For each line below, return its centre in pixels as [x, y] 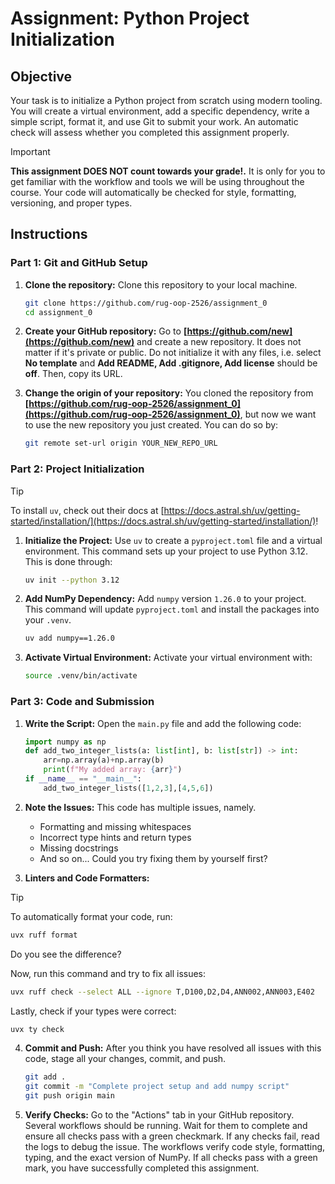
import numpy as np [65, 742]
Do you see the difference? [66, 954]
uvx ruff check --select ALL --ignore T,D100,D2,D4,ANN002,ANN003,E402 [162, 992]
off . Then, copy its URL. [73, 374]
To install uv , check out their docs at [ [87, 510]
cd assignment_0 [58, 312]
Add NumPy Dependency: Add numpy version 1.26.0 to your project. [165, 599]
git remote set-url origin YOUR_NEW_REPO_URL [121, 443]
